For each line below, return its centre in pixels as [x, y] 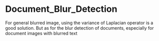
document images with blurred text [41, 33]
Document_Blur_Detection [61, 9]
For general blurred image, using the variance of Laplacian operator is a [79, 23]
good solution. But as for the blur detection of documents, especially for [79, 28]
